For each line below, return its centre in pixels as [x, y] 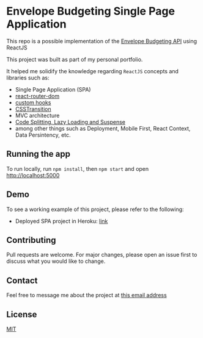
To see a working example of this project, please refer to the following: [95, 209]
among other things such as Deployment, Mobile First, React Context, [103, 128]
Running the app [38, 154]
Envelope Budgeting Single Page [91, 11]
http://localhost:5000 [33, 175]
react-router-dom [37, 96]
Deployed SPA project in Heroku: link [61, 221]
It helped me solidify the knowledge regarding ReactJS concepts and [93, 71]
